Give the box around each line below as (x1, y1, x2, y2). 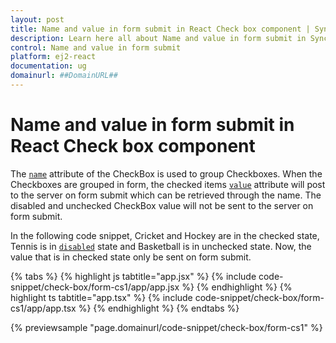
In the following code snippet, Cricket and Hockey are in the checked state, (10, 229, 320, 241)
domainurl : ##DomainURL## (10, 71, 118, 81)
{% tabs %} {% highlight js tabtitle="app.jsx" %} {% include (10, 270, 257, 282)
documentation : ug (10, 61, 87, 71)
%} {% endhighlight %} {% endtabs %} (78, 302, 240, 314)
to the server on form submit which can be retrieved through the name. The (10, 189, 322, 201)
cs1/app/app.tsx (10, 302, 77, 314)
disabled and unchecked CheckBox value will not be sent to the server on (10, 199, 314, 211)
